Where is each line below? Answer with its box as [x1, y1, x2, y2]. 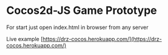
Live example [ [6, 35, 43, 42]
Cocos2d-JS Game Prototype [6, 4, 158, 18]
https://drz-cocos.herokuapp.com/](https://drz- [42, 35, 162, 42]
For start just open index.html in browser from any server [6, 24, 149, 31]
